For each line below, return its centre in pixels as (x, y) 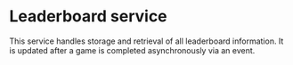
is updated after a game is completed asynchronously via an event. (132, 50)
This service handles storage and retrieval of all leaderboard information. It (146, 41)
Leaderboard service (88, 16)
